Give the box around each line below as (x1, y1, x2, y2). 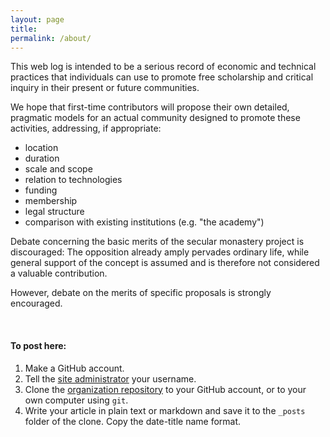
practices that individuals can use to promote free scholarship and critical (10, 71, 314, 83)
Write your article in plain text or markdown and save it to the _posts (24, 404, 306, 416)
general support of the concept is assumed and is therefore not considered (10, 257, 320, 269)
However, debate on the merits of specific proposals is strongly (10, 287, 272, 299)
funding (24, 184, 58, 196)
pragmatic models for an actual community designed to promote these (10, 112, 301, 124)
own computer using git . (24, 394, 129, 406)
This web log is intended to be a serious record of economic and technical (10, 61, 317, 73)
